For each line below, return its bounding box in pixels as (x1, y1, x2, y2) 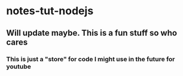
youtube (6, 62, 32, 71)
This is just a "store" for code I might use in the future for (6, 55, 175, 63)
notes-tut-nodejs (6, 4, 94, 18)
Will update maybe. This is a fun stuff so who (6, 28, 178, 38)
